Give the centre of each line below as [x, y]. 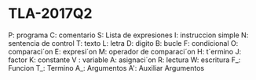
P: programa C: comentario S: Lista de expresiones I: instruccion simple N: [128, 35]
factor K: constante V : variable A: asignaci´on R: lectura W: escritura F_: [124, 60]
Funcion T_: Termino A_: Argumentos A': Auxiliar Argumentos [106, 68]
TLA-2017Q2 [50, 14]
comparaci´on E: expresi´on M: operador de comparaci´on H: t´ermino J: [125, 51]
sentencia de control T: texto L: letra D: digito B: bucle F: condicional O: [123, 43]
